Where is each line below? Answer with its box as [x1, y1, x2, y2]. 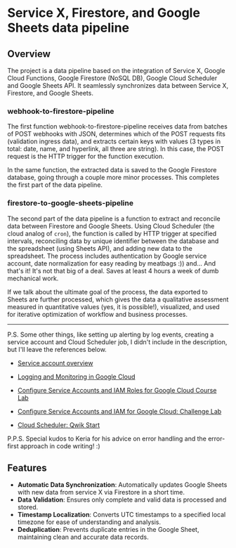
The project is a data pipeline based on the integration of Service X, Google [7, 67, 225, 74]
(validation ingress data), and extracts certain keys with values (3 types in [7, 137, 221, 145]
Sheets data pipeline [7, 20, 130, 36]
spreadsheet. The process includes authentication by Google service [7, 252, 207, 260]
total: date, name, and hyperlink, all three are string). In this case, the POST [7, 145, 225, 153]
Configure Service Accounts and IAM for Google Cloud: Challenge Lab [17, 407, 222, 415]
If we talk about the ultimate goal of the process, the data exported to [7, 287, 209, 296]
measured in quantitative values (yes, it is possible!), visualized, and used [7, 302, 220, 311]
